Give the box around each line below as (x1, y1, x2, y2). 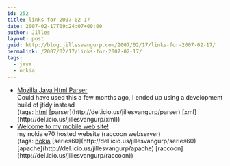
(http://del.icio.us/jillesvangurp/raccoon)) (16, 151, 133, 159)
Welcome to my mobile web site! (16, 122, 110, 130)
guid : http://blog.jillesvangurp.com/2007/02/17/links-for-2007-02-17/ (7, 42, 216, 49)
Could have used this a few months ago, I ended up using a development (16, 93, 223, 101)
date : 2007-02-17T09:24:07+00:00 (7, 23, 103, 29)
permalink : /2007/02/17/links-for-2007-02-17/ (7, 49, 142, 55)
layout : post (7, 36, 44, 42)
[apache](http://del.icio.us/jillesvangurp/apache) (16, 144, 154, 152)
